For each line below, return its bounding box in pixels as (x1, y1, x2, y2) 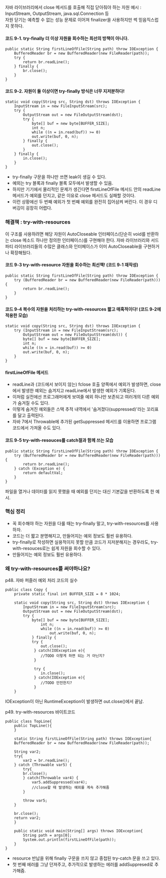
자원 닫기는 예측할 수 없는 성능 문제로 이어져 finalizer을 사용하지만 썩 (5, 17, 138, 22)
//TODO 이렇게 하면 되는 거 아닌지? (40, 653, 105, 658)
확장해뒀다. (10, 249, 32, 255)
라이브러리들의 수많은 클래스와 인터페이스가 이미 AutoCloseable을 (14, 243, 143, 249)
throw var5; (23, 798, 48, 803)
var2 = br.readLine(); (23, 758, 70, 763)
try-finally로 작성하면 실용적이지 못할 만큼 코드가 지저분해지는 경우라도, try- (12, 539, 159, 545)
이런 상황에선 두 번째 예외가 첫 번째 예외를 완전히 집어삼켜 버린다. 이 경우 (12, 199, 153, 205)
